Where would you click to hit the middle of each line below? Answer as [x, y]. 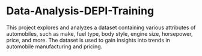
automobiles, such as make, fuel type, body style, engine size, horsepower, [99, 33]
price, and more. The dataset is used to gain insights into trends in [88, 40]
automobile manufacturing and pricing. [54, 46]
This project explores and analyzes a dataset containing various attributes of [101, 27]
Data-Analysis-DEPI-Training [80, 11]
